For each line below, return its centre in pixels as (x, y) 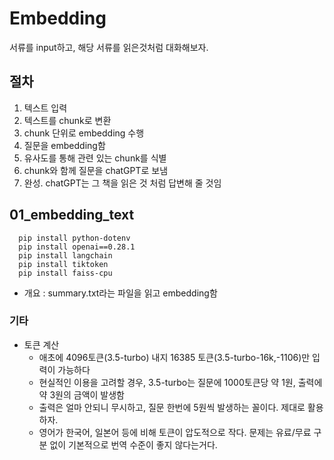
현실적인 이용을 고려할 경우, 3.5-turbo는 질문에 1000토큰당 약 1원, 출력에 (180, 382)
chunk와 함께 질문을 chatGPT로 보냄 (96, 170)
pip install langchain (65, 255)
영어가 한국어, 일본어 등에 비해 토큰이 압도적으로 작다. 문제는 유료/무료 (175, 432)
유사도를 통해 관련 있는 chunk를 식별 (95, 158)
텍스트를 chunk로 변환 (67, 120)
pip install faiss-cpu (65, 273)
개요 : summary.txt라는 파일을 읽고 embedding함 (120, 293)
